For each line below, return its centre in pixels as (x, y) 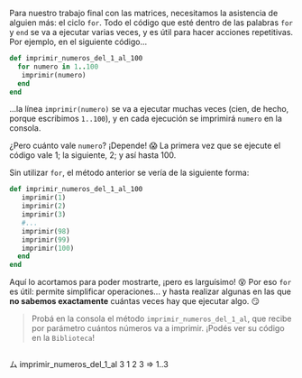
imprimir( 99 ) (46, 240)
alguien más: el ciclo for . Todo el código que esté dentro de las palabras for (151, 23)
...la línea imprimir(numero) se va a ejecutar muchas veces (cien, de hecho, (149, 109)
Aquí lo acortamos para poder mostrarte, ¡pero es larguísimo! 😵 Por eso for (151, 282)
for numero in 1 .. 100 (58, 67)
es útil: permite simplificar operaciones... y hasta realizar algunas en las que (150, 291)
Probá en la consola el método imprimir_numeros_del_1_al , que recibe (161, 318)
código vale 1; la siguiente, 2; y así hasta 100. (93, 155)
